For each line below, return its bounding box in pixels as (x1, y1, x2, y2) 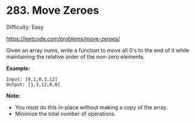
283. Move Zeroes (6, 4, 99, 17)
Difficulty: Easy (6, 23, 44, 31)
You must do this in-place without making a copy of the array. (14, 103, 169, 111)
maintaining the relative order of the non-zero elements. (6, 53, 145, 60)
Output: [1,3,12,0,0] (6, 82, 61, 88)
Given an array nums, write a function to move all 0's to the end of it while (6, 46, 190, 54)
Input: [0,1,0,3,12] (6, 76, 58, 82)
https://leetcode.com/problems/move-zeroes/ (6, 35, 120, 42)
